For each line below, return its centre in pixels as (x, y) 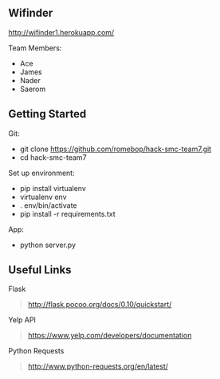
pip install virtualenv (53, 188)
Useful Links (40, 270)
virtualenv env (43, 197)
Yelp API (22, 320)
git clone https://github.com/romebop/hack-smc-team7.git (116, 149)
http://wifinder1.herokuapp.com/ (61, 32)
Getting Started (47, 114)
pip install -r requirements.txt (67, 213)
